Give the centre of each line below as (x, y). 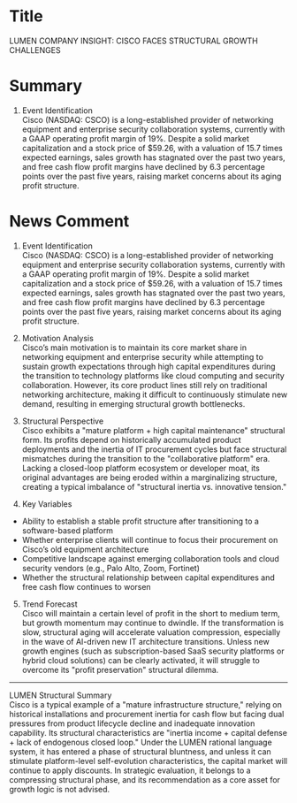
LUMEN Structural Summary (61, 695)
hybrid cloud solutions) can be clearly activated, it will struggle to (141, 660)
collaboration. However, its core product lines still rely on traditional (145, 385)
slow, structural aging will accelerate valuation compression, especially (151, 632)
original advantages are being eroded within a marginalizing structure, (149, 477)
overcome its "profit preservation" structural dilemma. (120, 669)
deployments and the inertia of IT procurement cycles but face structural (154, 449)
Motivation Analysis (58, 338)
